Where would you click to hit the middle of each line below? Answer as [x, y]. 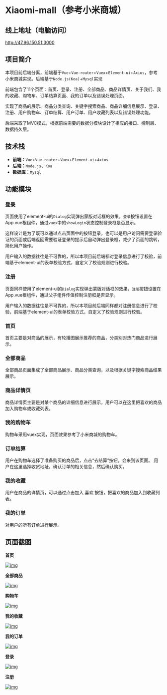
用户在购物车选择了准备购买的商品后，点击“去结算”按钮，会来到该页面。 [79, 460]
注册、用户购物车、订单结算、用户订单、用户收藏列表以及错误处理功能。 [79, 112]
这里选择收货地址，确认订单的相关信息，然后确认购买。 [70, 467]
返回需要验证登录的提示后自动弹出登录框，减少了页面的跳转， [99, 240]
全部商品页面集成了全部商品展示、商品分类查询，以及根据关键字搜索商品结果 [83, 370]
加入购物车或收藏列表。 [29, 408]
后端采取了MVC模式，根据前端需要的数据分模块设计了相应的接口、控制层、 [82, 123]
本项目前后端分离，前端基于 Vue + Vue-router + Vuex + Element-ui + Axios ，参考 [82, 72]
